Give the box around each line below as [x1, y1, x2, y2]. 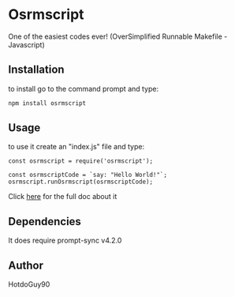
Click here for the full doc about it [8, 192, 117, 201]
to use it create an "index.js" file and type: [8, 142, 144, 152]
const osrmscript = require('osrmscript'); [8, 157, 154, 165]
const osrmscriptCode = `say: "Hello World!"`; [8, 171, 168, 179]
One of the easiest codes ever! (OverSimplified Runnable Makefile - [8, 32, 228, 41]
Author [8, 258, 43, 272]
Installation [8, 63, 65, 77]
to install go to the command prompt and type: [8, 84, 159, 93]
